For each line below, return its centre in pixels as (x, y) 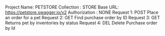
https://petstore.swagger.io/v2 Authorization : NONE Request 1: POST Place (82, 12)
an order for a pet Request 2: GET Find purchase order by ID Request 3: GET (82, 18)
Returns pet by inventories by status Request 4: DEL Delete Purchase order (81, 23)
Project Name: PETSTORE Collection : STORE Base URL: (62, 7)
